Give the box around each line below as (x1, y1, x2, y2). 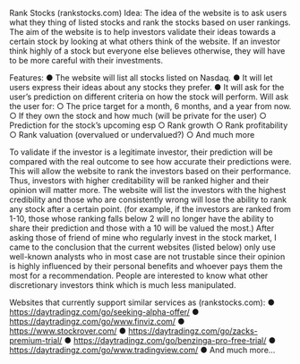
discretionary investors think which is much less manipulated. (9, 280, 236, 290)
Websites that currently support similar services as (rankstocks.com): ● (9, 297, 275, 308)
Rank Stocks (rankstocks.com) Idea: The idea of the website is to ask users (9, 8, 287, 18)
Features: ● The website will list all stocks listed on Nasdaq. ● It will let (9, 72, 273, 83)
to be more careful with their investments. (9, 55, 164, 65)
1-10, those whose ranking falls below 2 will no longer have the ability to (9, 214, 274, 224)
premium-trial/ (9, 335, 63, 345)
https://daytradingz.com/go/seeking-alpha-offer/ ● (9, 307, 200, 317)
